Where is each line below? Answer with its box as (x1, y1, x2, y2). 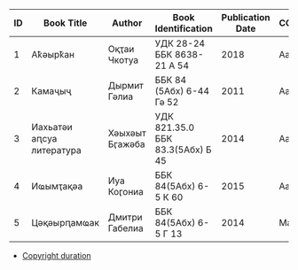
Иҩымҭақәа (31, 181, 83, 192)
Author (112, 17, 143, 29)
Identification (154, 22, 213, 35)
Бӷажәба (107, 138, 145, 150)
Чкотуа (107, 54, 139, 66)
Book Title (43, 17, 88, 29)
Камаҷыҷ (31, 85, 72, 96)
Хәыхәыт (107, 127, 146, 139)
